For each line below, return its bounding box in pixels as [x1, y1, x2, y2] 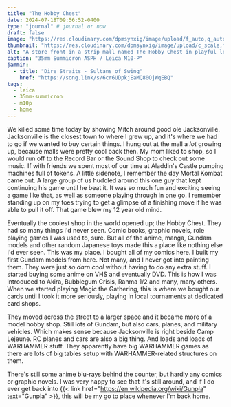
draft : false [7, 29, 45, 36]
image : [7, 36, 26, 43]
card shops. [7, 299, 41, 307]
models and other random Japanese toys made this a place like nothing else [7, 240, 223, 249]
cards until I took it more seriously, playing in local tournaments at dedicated [7, 292, 223, 300]
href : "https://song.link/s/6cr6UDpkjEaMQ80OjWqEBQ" [19, 74, 174, 81]
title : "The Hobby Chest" [7, 10, 81, 17]
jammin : [7, 61, 30, 68]
